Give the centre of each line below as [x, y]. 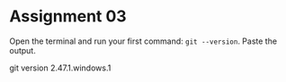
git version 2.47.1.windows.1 [60, 68]
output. [22, 50]
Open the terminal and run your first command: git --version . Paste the [143, 41]
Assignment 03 [68, 16]
